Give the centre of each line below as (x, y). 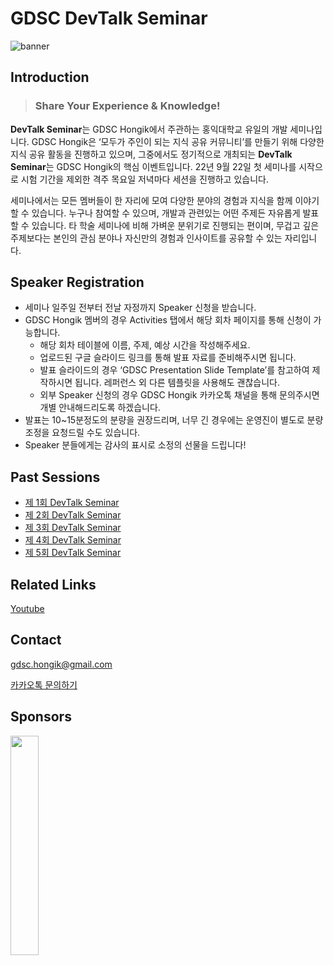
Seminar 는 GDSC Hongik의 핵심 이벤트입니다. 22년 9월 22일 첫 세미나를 (153, 166)
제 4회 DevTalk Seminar (73, 540)
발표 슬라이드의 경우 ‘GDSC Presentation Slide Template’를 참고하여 (174, 370)
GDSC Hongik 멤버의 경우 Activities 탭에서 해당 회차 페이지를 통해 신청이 (168, 320)
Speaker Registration (77, 282)
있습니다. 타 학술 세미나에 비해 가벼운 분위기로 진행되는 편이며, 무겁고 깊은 (175, 225)
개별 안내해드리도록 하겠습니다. (100, 408)
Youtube (27, 609)
